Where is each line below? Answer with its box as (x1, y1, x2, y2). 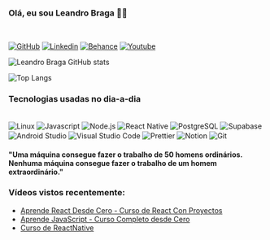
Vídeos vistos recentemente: (8, 187, 126, 199)
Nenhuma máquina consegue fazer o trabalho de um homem (8, 158, 217, 168)
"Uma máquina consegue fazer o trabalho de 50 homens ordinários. (8, 150, 243, 159)
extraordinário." (8, 167, 63, 177)
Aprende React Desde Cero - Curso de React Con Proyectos (20, 205, 223, 215)
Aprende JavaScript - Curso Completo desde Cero (20, 214, 190, 224)
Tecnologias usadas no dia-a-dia (8, 94, 142, 105)
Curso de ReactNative (20, 223, 94, 233)
